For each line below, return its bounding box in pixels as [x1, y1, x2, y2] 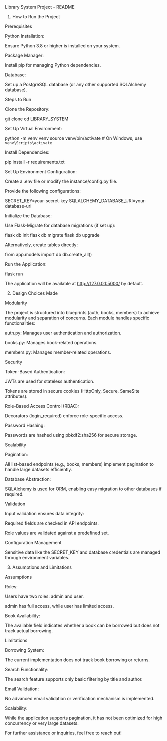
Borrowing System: [5, 647, 45, 653]
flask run [5, 271, 23, 277]
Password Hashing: [5, 422, 45, 428]
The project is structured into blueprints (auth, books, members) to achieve [5, 310, 160, 315]
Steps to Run [5, 97, 31, 102]
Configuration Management [5, 540, 62, 545]
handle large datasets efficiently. [5, 467, 72, 472]
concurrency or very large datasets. [5, 720, 79, 726]
